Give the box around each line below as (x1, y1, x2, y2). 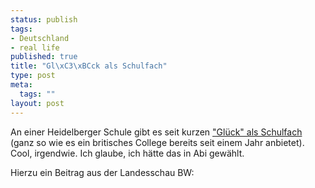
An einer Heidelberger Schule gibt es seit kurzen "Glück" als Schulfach (10, 126, 303, 138)
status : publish (10, 14, 78, 25)
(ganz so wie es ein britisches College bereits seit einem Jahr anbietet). (10, 136, 305, 148)
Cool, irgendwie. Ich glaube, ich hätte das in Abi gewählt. (10, 147, 245, 159)
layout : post (10, 98, 65, 108)
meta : (10, 80, 33, 90)
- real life (10, 42, 60, 53)
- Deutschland (10, 33, 70, 43)
